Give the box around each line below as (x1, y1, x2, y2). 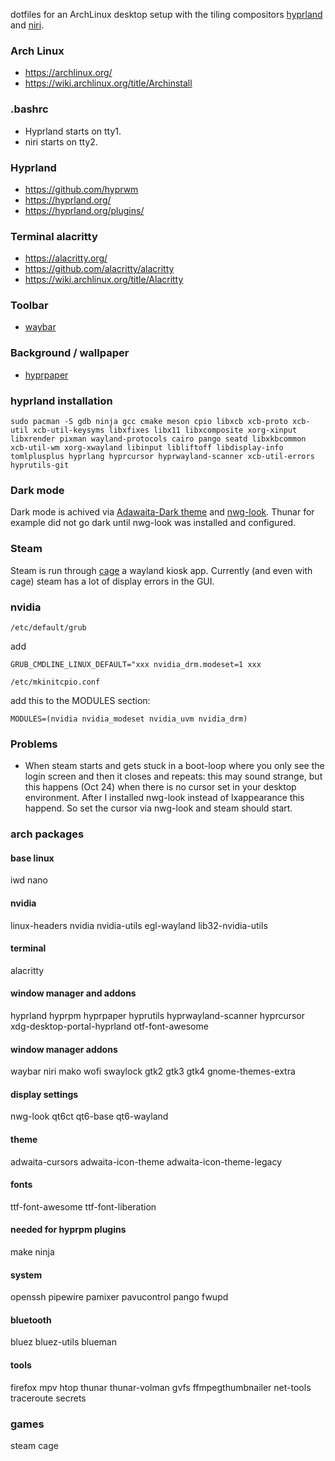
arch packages (10, 827, 85, 841)
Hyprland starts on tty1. (24, 125, 122, 137)
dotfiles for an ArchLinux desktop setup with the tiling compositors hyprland (10, 9, 323, 20)
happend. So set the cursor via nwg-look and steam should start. (24, 802, 293, 814)
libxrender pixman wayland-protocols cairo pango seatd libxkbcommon (10, 434, 307, 444)
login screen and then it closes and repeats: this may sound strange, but (24, 770, 323, 783)
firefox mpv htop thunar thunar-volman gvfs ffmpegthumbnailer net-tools (10, 1381, 312, 1393)
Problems (10, 737, 58, 751)
